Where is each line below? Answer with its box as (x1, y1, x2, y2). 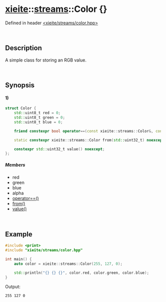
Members (5, 162, 26, 168)
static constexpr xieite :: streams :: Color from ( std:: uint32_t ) (14, 137, 145, 142)
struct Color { (5, 106, 37, 111)
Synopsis (5, 81, 35, 90)
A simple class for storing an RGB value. (5, 57, 87, 63)
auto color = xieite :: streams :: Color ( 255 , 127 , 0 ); (14, 261, 123, 266)
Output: (5, 284, 21, 290)
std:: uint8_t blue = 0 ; (14, 120, 63, 124)
